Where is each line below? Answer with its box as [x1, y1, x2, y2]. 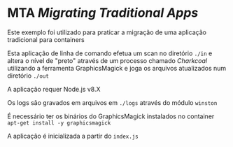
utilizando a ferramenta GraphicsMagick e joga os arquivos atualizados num [7, 64, 227, 72]
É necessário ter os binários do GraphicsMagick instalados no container [7, 112, 215, 120]
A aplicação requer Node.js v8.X [7, 85, 101, 93]
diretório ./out [7, 71, 49, 80]
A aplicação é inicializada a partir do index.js [7, 132, 139, 140]
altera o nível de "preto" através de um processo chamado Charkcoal [7, 56, 208, 64]
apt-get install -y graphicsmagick [7, 119, 111, 127]
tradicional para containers [7, 35, 85, 43]
